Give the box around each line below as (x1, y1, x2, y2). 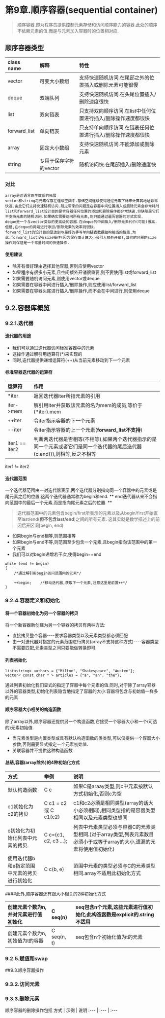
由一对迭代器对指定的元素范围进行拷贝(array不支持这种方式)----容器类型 (12, 639, 159, 645)
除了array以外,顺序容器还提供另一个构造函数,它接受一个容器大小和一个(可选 (5, 718, 158, 724)
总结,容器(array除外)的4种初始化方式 (5, 760, 80, 765)
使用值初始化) (83, 845, 115, 852)
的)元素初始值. (5, 725, 34, 730)
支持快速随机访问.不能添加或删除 (79, 141, 155, 147)
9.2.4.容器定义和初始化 (5, 597, 60, 604)
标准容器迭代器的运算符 (5, 369, 53, 375)
